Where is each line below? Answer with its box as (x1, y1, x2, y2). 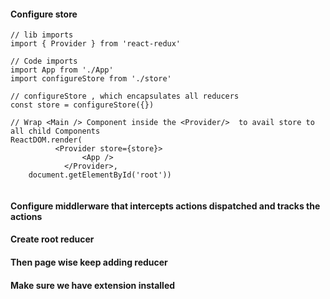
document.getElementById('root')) (28, 170, 172, 180)
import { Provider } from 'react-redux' (10, 39, 182, 49)
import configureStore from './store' (10, 74, 172, 84)
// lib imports (10, 30, 74, 40)
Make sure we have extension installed (10, 279, 176, 291)
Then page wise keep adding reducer (10, 256, 168, 268)
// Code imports (10, 56, 78, 67)
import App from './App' (10, 65, 114, 75)
